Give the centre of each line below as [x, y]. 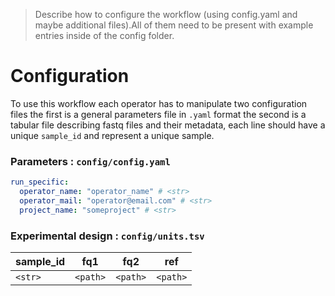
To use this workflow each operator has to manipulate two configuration [159, 103]
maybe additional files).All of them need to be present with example [174, 25]
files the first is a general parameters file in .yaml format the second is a [158, 114]
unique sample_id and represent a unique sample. [112, 135]
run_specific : [40, 182]
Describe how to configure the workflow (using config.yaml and [166, 14]
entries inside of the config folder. [104, 35]
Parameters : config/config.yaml [90, 161]
